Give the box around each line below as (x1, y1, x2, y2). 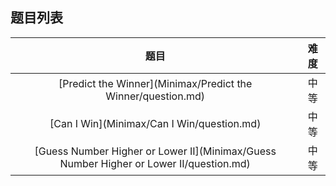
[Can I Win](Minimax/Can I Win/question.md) (49, 116, 262, 130)
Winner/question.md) (105, 89, 206, 103)
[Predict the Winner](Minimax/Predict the (58, 76, 253, 90)
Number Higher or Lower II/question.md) (59, 156, 251, 170)
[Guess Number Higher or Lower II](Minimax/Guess (34, 144, 277, 158)
